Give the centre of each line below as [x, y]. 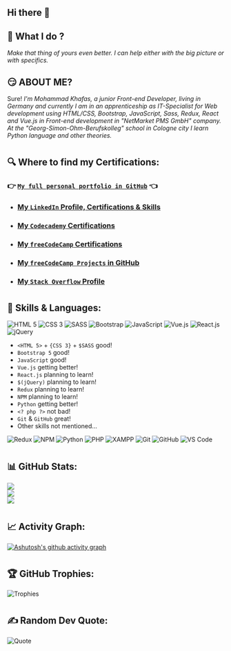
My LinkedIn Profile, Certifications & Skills [89, 207]
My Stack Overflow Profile [61, 281]
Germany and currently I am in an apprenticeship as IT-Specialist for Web [112, 106]
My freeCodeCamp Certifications [70, 244]
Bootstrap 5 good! [43, 353]
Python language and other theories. [60, 136]
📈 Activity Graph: [46, 527]
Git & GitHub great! [44, 419]
